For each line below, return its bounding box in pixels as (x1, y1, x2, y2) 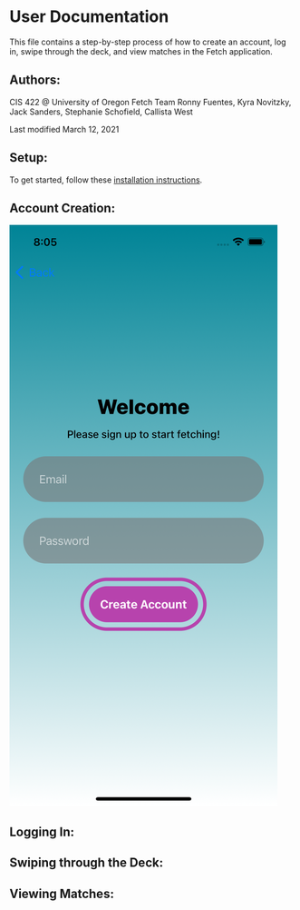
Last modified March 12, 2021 (9, 124, 120, 134)
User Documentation (9, 6, 169, 27)
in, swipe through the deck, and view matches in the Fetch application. (9, 45, 274, 56)
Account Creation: (9, 200, 116, 215)
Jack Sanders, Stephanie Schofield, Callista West (9, 106, 193, 117)
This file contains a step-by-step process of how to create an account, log (9, 36, 287, 47)
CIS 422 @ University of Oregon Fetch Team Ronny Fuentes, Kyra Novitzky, (9, 96, 292, 107)
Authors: (9, 73, 61, 88)
